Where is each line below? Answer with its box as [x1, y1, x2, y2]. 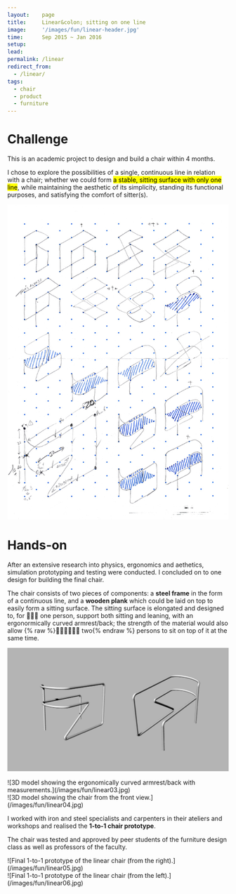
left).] [155, 871, 172, 879]
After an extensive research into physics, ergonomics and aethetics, [7, 560, 204, 569]
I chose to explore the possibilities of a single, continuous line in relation [7, 169, 216, 177]
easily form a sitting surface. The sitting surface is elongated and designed [7, 604, 224, 612]
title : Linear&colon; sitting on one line [7, 18, 146, 26]
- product [13, 93, 42, 100]
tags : [7, 78, 23, 85]
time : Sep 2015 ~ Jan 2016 [7, 34, 102, 41]
